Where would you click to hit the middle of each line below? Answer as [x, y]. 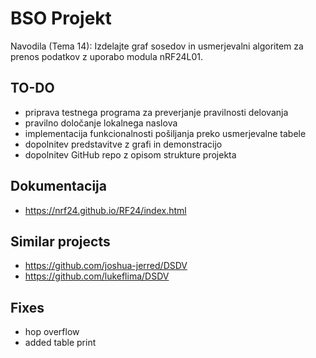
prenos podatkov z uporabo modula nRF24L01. [107, 56]
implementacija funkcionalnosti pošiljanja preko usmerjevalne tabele [165, 133]
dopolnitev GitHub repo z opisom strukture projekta [130, 154]
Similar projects [60, 241]
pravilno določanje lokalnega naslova [101, 123]
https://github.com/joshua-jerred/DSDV [106, 266]
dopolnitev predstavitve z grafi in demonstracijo [123, 144]
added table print [60, 343]
